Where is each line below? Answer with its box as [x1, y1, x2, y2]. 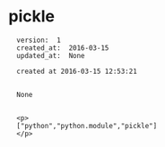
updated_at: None [16, 51, 86, 60]
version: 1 [16, 36, 62, 45]
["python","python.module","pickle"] [16, 121, 158, 130]
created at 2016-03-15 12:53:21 [16, 67, 138, 76]
